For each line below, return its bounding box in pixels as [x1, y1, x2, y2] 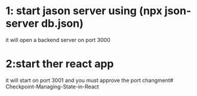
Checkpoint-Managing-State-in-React [5, 83, 99, 90]
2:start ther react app [5, 57, 114, 71]
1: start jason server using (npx [5, 4, 162, 18]
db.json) [41, 17, 84, 30]
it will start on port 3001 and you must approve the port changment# [5, 76, 174, 84]
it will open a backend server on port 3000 [5, 36, 111, 43]
